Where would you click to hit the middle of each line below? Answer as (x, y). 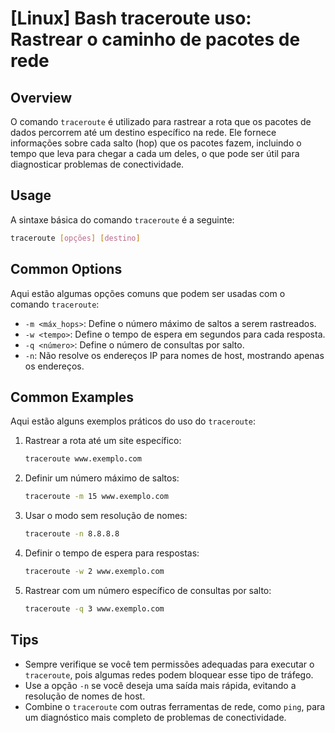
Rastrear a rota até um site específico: (103, 441)
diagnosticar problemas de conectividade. (97, 164)
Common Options (66, 269)
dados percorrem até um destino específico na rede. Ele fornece (143, 132)
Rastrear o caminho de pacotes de (155, 39)
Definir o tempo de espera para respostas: (112, 553)
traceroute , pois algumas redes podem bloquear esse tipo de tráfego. (169, 674)
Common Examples (72, 397)
